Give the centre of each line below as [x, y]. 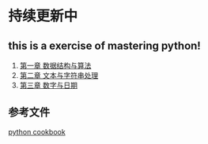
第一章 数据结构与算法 [55, 65]
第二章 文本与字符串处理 [59, 75]
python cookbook [37, 131]
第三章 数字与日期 [48, 85]
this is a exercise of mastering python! [105, 45]
